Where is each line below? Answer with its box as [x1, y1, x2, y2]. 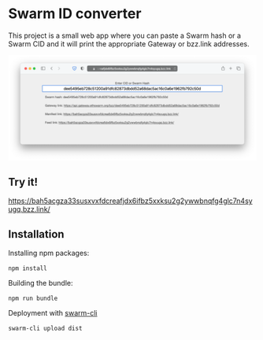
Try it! [8, 175, 38, 189]
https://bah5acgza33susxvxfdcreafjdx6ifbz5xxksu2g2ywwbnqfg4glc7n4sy [8, 196, 254, 205]
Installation [8, 227, 65, 241]
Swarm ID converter [8, 5, 142, 23]
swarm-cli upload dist [8, 324, 83, 333]
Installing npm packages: [8, 249, 90, 258]
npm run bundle [8, 294, 58, 303]
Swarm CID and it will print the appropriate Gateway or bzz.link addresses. [8, 39, 250, 48]
